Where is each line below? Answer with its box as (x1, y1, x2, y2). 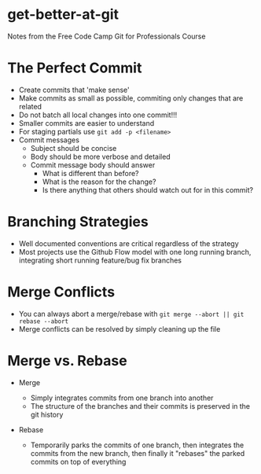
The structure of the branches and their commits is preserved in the (30, 401, 251, 410)
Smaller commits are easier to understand (18, 118, 155, 127)
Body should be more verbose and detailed (30, 152, 171, 161)
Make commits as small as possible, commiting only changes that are (18, 93, 244, 103)
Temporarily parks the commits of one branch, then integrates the (30, 440, 244, 450)
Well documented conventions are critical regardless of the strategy (18, 238, 239, 248)
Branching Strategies (7, 213, 149, 231)
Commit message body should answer (30, 160, 156, 170)
